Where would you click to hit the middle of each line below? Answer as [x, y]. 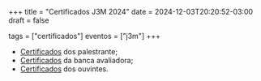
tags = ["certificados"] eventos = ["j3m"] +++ [84, 36]
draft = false [29, 20]
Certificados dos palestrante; [69, 51]
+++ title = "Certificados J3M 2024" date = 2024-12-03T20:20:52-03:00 [131, 12]
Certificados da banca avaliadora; [77, 60]
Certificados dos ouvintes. [64, 69]
